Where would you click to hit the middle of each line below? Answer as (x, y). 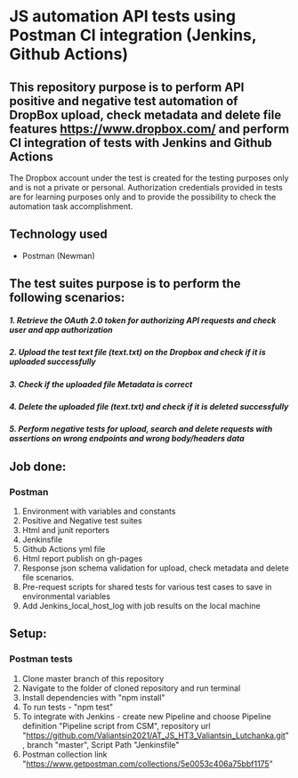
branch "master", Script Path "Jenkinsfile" (103, 744)
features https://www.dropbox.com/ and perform (149, 129)
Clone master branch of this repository (93, 678)
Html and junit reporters (65, 530)
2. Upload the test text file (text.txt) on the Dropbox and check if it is (137, 353)
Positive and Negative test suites (82, 520)
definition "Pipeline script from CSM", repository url (116, 725)
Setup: (28, 634)
